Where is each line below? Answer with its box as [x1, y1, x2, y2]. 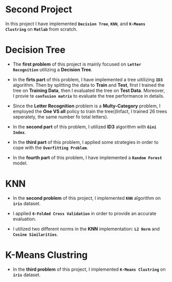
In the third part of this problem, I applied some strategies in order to [12, 139, 159, 145]
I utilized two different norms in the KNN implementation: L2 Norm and [12, 225, 160, 232]
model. [12, 160, 28, 166]
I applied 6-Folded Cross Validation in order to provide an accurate [12, 210, 157, 216]
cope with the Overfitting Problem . [12, 144, 88, 151]
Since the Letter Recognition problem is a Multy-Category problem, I [12, 103, 161, 109]
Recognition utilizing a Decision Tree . [12, 66, 92, 72]
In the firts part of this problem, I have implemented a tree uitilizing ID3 [12, 76, 163, 83]
